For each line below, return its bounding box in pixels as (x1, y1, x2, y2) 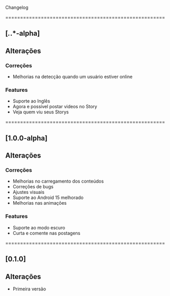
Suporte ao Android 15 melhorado (12, 194, 84, 201)
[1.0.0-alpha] (5, 133, 47, 143)
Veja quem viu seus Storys (12, 109, 69, 115)
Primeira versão (12, 286, 46, 292)
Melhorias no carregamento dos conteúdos (12, 178, 104, 184)
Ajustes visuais (12, 189, 45, 195)
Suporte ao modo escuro (12, 224, 65, 230)
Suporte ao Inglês (12, 98, 50, 104)
